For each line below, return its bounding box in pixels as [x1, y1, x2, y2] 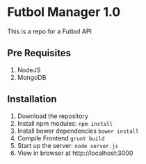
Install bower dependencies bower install [17, 126, 139, 135]
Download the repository [17, 112, 89, 120]
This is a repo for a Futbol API [7, 27, 92, 35]
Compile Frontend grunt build [17, 133, 105, 142]
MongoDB [17, 73, 47, 81]
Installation [7, 93, 57, 105]
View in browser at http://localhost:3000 [17, 149, 133, 157]
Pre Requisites [7, 47, 72, 59]
